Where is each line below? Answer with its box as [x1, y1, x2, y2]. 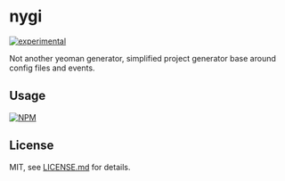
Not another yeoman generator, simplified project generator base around [9, 53, 276, 63]
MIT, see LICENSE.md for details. [9, 161, 131, 172]
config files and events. [9, 62, 95, 73]
